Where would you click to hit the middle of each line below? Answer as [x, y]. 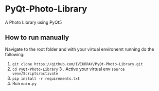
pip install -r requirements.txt [46, 78]
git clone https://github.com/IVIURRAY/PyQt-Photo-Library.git [78, 64]
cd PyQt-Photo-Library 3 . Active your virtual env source [68, 69]
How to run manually [37, 38]
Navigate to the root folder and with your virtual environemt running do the [79, 49]
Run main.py [24, 83]
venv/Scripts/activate [35, 74]
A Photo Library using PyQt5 [34, 22]
